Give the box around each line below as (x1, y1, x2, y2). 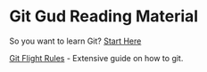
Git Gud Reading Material (9, 6, 199, 27)
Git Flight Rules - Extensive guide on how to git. (9, 52, 184, 63)
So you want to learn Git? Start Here (9, 36, 142, 46)
